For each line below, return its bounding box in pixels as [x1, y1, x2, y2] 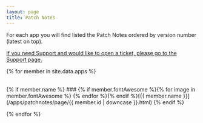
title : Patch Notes [6, 15, 56, 21]
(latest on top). [6, 38, 43, 45]
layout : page [6, 8, 39, 15]
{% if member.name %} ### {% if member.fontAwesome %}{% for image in [6, 85, 196, 93]
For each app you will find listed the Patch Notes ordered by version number [6, 31, 197, 38]
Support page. [6, 56, 42, 63]
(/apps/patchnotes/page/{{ [6, 98, 74, 106]
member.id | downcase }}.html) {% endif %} [75, 98, 185, 106]
